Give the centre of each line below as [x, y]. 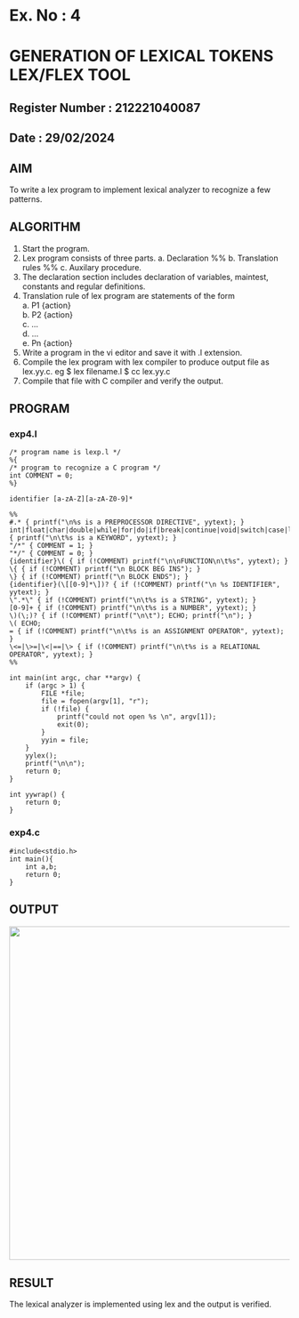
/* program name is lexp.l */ [65, 453]
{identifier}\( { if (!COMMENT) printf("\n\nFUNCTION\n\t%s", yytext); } [149, 561]
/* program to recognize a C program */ [85, 468]
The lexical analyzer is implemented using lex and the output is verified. [141, 1305]
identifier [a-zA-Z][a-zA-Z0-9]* [71, 499]
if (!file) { [65, 709]
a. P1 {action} [46, 305]
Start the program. [56, 248]
